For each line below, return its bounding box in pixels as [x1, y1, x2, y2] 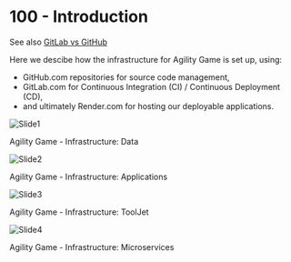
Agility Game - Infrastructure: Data [9, 136, 139, 146]
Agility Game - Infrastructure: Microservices [9, 241, 175, 252]
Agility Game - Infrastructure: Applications [9, 171, 168, 182]
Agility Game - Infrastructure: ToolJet [9, 207, 149, 217]
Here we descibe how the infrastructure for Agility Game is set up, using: [9, 54, 283, 65]
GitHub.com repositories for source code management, [22, 71, 230, 83]
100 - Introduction [9, 6, 148, 27]
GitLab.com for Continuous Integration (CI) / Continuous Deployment [22, 81, 280, 92]
